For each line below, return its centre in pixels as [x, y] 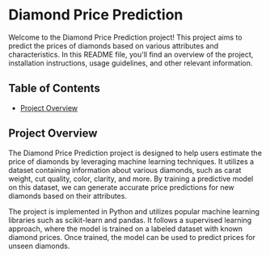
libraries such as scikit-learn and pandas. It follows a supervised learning [130, 220]
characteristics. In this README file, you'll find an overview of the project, [131, 54]
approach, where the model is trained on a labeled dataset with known [126, 229]
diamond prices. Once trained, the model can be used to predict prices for [132, 237]
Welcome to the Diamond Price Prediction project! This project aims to [125, 37]
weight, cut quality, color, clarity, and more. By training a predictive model [131, 179]
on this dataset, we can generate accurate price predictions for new [121, 187]
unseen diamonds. [39, 246]
